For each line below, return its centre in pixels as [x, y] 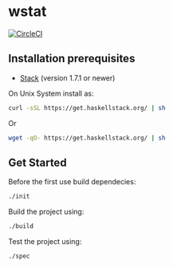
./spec [19, 256]
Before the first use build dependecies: [72, 182]
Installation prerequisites [72, 59]
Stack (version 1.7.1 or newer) [67, 77]
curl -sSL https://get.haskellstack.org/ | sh [87, 108]
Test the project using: [45, 242]
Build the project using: [46, 212]
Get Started [37, 162]
